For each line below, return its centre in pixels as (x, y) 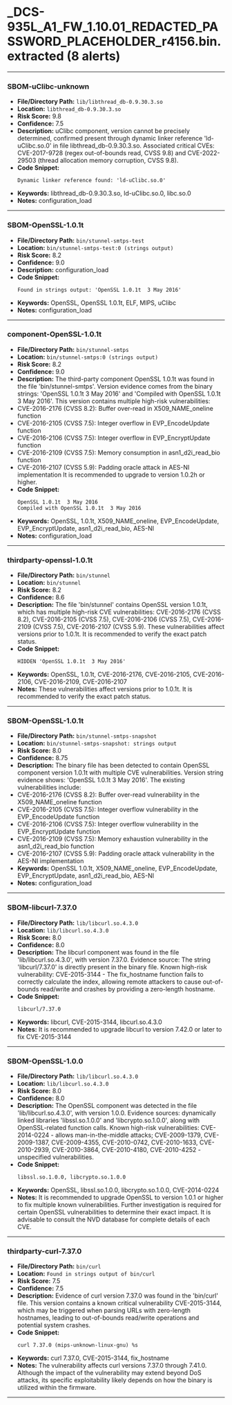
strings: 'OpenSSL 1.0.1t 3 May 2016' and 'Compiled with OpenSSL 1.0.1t (119, 394)
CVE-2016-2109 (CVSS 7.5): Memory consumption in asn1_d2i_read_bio (119, 452)
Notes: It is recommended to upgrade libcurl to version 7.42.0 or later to (119, 1029)
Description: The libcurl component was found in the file (98, 952)
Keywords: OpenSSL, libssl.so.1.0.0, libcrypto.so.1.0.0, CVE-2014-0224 (118, 1190)
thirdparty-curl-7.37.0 (45, 1251)
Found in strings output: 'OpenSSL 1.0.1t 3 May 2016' (99, 290)
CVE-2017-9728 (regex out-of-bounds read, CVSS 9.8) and (101, 153)
